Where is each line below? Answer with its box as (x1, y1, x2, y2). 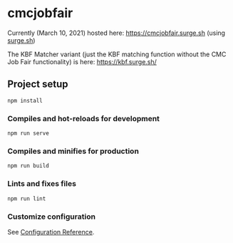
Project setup (7, 78, 69, 91)
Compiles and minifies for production (7, 146, 139, 156)
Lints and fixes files (7, 179, 77, 189)
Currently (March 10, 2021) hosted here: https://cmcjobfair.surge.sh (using (7, 29, 226, 37)
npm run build (7, 162, 50, 170)
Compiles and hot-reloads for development (7, 113, 160, 123)
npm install (7, 97, 43, 104)
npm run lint (7, 195, 46, 202)
